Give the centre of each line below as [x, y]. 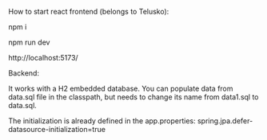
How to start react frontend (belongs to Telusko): [89, 12]
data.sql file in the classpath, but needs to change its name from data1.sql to [133, 97]
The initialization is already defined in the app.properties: [102, 121]
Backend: [24, 73]
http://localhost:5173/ [43, 58]
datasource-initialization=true [57, 129]
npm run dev [29, 42]
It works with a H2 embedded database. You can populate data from [121, 88]
